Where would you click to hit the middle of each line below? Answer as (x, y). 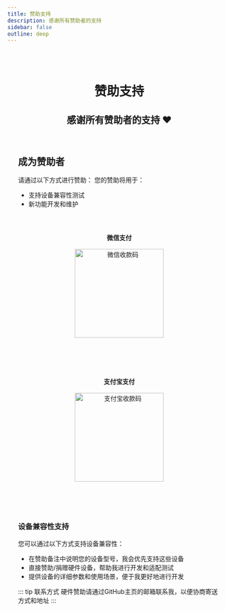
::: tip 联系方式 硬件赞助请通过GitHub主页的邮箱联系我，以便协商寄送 (118, 591)
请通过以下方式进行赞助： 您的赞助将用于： (81, 180)
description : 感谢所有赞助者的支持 (54, 21)
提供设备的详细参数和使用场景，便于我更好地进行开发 (106, 576)
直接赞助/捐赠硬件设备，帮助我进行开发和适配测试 (101, 567)
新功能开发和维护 (53, 204)
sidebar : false (30, 27)
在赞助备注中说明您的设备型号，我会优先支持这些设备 (106, 558)
